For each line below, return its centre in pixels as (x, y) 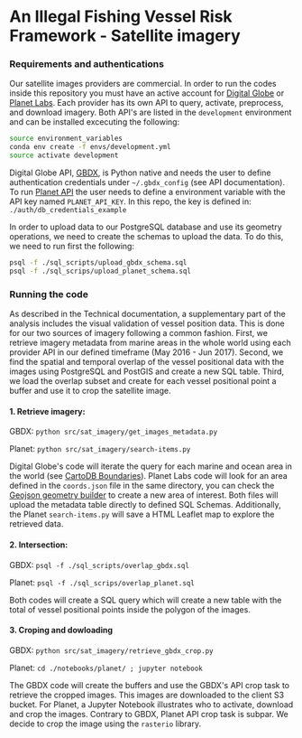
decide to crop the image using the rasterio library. (105, 724)
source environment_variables (66, 139)
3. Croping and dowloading (61, 631)
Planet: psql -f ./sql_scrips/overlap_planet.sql (102, 582)
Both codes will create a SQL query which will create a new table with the (146, 600)
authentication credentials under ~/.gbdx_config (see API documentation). (147, 182)
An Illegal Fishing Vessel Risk (121, 17)
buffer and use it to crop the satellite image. (90, 391)
